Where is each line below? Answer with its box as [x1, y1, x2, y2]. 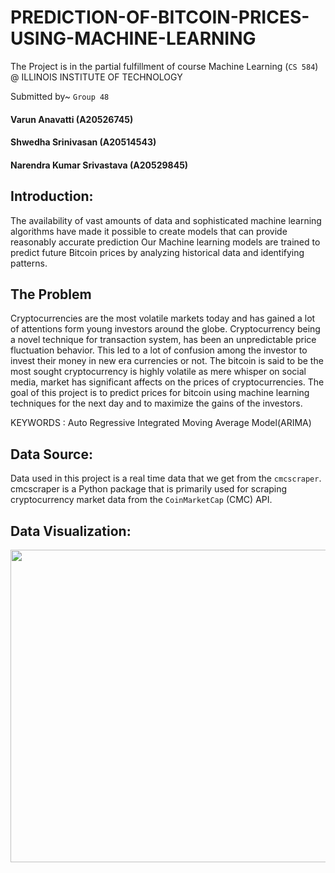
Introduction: [10, 188, 94, 205]
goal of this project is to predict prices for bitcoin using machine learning [10, 387, 310, 399]
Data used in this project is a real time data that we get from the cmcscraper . [10, 472, 322, 485]
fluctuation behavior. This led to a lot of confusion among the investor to [10, 344, 308, 356]
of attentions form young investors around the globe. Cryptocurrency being [10, 323, 321, 335]
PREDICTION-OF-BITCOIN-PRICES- [10, 6, 310, 29]
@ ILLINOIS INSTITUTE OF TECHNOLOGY [10, 71, 183, 83]
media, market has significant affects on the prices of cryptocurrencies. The [10, 376, 325, 388]
